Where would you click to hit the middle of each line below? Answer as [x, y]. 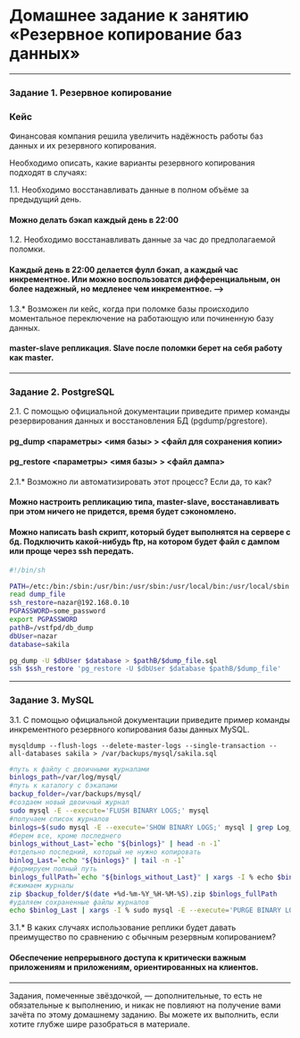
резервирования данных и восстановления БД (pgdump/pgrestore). [138, 421]
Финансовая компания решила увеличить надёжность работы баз [136, 136]
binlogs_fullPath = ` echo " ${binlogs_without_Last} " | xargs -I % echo [142, 877]
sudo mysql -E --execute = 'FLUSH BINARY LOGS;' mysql [109, 811]
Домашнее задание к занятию [129, 16]
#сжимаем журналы [42, 885]
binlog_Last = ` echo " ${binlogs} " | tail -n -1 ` [97, 861]
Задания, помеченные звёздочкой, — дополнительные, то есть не [136, 995]
